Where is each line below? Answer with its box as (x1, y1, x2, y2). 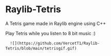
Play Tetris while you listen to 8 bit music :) (5, 30, 96, 36)
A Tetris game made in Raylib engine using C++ (5, 20, 106, 26)
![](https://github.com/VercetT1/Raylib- (10, 41, 100, 46)
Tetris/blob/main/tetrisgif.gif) (5, 46, 77, 51)
